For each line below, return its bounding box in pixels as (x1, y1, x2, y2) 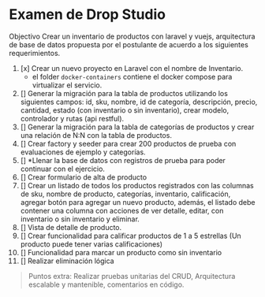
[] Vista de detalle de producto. (20, 222, 122, 232)
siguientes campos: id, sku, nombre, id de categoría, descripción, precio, (20, 97, 258, 106)
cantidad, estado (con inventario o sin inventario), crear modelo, (20, 105, 230, 115)
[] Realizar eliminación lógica (20, 256, 114, 265)
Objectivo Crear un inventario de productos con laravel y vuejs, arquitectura (9, 32, 256, 41)
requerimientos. (9, 48, 61, 58)
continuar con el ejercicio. (20, 164, 106, 173)
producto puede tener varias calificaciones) (20, 239, 163, 249)
